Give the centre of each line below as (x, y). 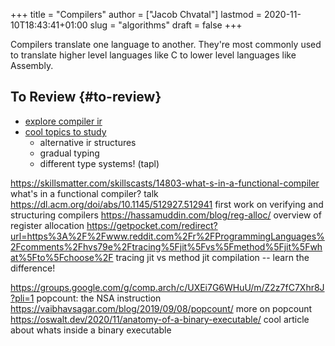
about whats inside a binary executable (91, 330)
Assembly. (32, 65)
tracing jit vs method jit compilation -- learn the (212, 257)
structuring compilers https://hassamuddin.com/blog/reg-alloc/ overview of (166, 215)
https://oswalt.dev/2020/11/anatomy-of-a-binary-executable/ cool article (160, 319)
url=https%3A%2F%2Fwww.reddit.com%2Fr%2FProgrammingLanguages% (167, 236)
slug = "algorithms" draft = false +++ (166, 25)
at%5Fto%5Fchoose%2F (62, 257)
